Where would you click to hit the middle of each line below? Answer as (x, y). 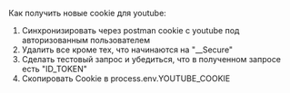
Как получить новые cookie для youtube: (88, 13)
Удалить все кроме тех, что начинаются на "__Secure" (127, 50)
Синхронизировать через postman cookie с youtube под (130, 30)
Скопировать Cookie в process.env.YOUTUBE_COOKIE (126, 79)
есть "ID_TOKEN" (55, 69)
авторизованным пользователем (86, 40)
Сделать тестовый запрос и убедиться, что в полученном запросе (151, 59)
